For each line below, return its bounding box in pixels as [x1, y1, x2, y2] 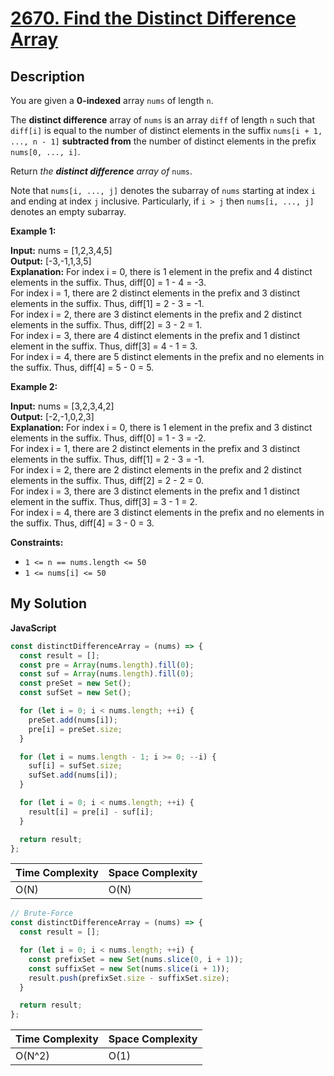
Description [10, 68, 85, 85]
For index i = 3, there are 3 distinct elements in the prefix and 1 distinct [10, 485, 300, 497]
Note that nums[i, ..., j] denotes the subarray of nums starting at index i [10, 185, 317, 196]
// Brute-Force [10, 908, 74, 919]
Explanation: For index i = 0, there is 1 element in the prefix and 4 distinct [10, 266, 313, 277]
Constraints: [10, 537, 64, 548]
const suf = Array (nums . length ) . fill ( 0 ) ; [19, 669, 195, 679]
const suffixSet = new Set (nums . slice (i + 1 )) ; [28, 963, 230, 974]
